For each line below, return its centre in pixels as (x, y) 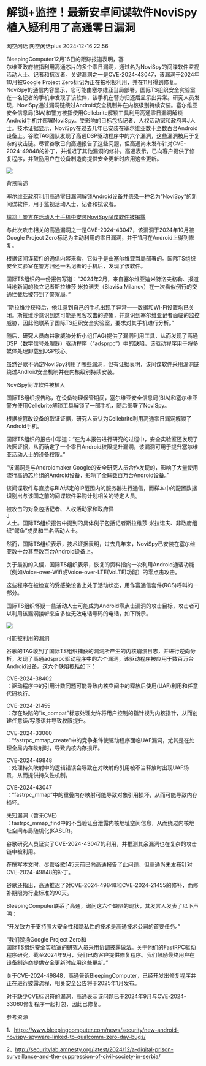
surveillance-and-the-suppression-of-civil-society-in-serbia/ (83, 1056)
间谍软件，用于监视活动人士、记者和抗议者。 (63, 204)
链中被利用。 (22, 851)
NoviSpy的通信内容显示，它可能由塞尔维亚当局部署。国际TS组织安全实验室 (101, 89)
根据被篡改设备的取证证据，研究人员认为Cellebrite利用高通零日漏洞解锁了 (99, 418)
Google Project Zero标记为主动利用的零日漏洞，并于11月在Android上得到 (97, 237)
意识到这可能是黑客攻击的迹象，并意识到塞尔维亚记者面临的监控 (119, 315)
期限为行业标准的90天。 (42, 893)
